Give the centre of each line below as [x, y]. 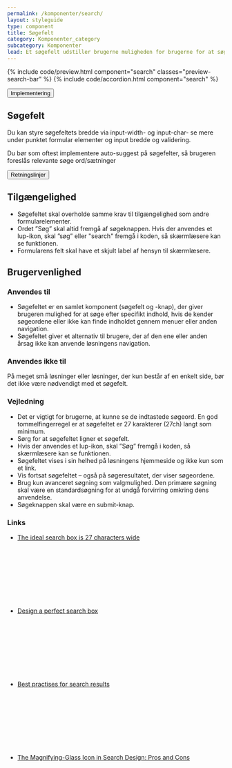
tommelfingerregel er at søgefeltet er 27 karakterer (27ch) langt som [114, 424]
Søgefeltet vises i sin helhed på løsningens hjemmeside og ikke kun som [120, 460]
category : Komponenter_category [54, 39]
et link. [27, 468]
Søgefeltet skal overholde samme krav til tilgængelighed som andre [113, 214]
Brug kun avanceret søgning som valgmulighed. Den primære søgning [117, 482]
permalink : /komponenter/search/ [55, 13]
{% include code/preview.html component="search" [81, 71]
